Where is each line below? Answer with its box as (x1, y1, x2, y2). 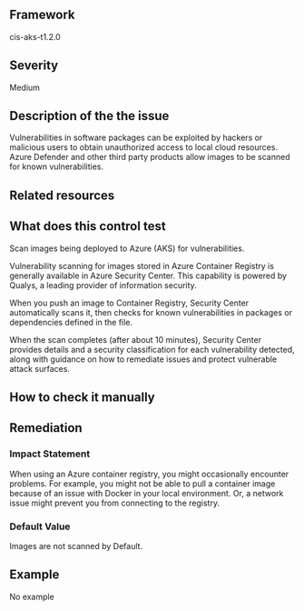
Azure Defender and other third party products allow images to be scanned (9, 152, 290, 163)
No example (9, 591, 54, 602)
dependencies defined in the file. (9, 316, 133, 327)
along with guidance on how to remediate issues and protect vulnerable (9, 354, 278, 365)
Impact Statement (9, 447, 91, 460)
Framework (9, 7, 75, 23)
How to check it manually (9, 390, 156, 406)
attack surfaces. (9, 363, 71, 374)
